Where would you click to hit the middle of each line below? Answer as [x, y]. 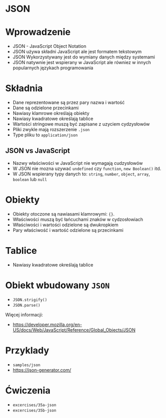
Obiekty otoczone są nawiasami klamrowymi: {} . [63, 214]
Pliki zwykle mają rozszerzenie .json [51, 130]
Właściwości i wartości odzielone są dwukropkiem [65, 225]
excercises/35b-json [34, 410]
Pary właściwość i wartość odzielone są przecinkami [68, 230]
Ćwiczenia [28, 390]
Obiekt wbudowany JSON [58, 285]
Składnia [24, 88]
